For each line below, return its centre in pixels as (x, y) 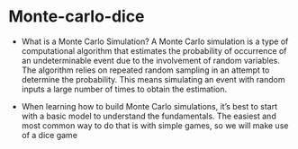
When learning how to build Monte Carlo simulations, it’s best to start (149, 106)
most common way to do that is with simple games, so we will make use (155, 125)
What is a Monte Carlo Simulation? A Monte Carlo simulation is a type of (155, 41)
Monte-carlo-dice (77, 17)
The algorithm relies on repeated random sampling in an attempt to (145, 70)
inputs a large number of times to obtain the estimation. (124, 89)
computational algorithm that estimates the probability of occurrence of (154, 50)
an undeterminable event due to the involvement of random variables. (151, 60)
